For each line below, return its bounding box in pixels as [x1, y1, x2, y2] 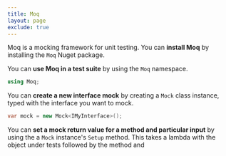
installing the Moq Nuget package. [7, 51, 105, 59]
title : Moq [7, 10, 40, 18]
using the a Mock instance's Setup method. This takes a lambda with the [7, 133, 216, 142]
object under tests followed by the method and [7, 140, 145, 150]
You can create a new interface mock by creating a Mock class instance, [7, 91, 220, 100]
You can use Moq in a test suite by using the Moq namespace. [7, 65, 188, 73]
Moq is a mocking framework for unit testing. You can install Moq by [7, 43, 209, 52]
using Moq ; [7, 78, 40, 85]
